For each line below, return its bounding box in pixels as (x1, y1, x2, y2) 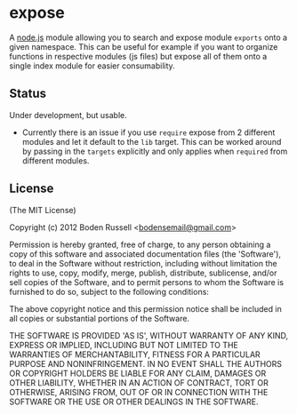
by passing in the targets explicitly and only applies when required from (21, 146, 288, 156)
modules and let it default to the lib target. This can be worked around (21, 136, 282, 147)
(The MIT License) (9, 204, 77, 215)
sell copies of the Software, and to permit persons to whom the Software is (9, 276, 285, 287)
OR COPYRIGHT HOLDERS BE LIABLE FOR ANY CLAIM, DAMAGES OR (9, 368, 267, 378)
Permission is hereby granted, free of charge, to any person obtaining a (9, 239, 271, 250)
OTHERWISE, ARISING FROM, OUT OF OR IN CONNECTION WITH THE (9, 386, 269, 397)
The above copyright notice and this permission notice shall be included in (9, 303, 282, 314)
